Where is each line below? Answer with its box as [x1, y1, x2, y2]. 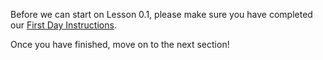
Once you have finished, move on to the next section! [10, 39, 230, 50]
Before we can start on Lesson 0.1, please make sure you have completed [10, 9, 313, 20]
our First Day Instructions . [10, 19, 117, 31]
